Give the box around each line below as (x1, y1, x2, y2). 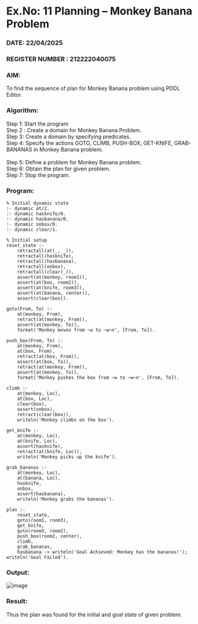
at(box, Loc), (17, 396, 53, 402)
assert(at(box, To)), (17, 358, 71, 365)
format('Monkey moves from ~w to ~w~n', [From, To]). (17, 327, 155, 333)
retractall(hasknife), (17, 252, 74, 259)
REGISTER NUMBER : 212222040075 (6, 55, 116, 63)
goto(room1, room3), (17, 517, 69, 523)
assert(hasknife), (17, 443, 63, 449)
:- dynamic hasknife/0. (6, 210, 66, 217)
